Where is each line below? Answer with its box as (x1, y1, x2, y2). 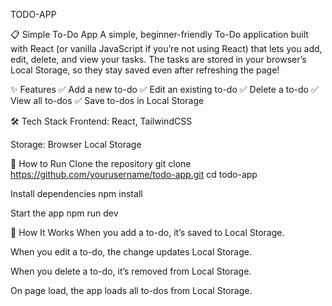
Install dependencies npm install (10, 188, 143, 199)
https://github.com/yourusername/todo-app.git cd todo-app (10, 169, 258, 180)
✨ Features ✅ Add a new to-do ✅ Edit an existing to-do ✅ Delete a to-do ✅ (10, 84, 319, 95)
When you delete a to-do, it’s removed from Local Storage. (10, 265, 252, 277)
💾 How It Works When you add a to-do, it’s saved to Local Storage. (10, 227, 285, 238)
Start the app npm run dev (10, 207, 119, 219)
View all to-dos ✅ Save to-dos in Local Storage (10, 95, 205, 106)
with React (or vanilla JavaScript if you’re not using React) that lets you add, (10, 43, 323, 54)
